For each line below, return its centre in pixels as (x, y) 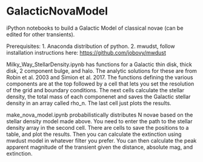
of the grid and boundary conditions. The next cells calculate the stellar (95, 90)
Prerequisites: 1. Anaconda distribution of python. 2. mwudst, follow (91, 46)
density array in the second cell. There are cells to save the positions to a (98, 127)
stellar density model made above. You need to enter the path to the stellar (99, 121)
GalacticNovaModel (57, 11)
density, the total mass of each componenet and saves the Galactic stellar (98, 96)
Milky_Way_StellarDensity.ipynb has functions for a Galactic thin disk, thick (99, 64)
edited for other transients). (41, 34)
